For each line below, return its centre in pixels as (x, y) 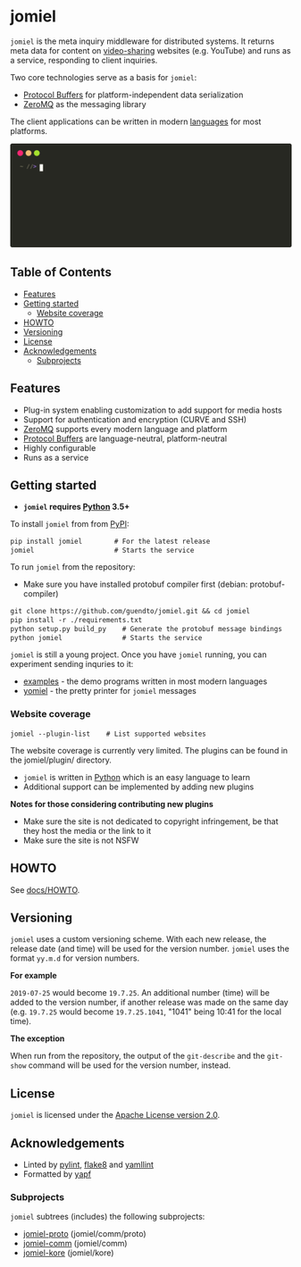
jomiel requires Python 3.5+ (76, 507)
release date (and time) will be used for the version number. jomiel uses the (150, 949)
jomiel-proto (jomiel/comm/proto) (84, 1234)
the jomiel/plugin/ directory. (61, 760)
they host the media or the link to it (87, 830)
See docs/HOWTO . (45, 889)
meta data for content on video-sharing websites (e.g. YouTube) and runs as (150, 50)
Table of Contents (61, 273)
